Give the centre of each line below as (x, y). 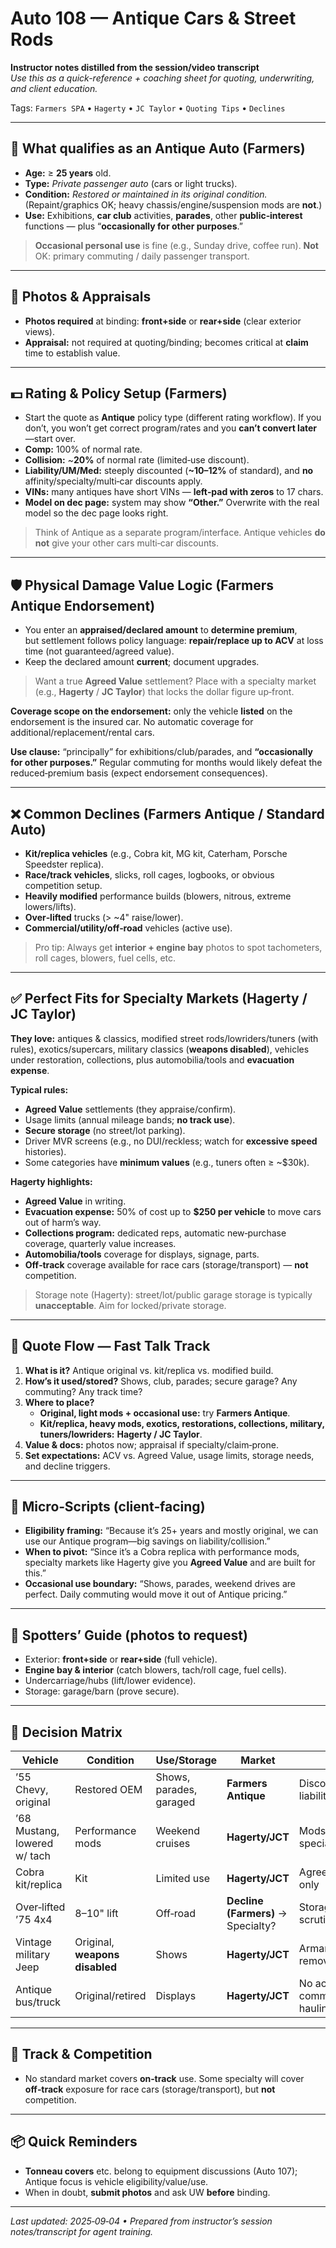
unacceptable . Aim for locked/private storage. (130, 1305)
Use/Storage (186, 1760)
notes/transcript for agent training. (82, 2231)
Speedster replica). (64, 864)
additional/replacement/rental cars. (82, 733)
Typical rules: (39, 1089)
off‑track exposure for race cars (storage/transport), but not (150, 2089)
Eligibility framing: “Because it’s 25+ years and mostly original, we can (171, 1531)
